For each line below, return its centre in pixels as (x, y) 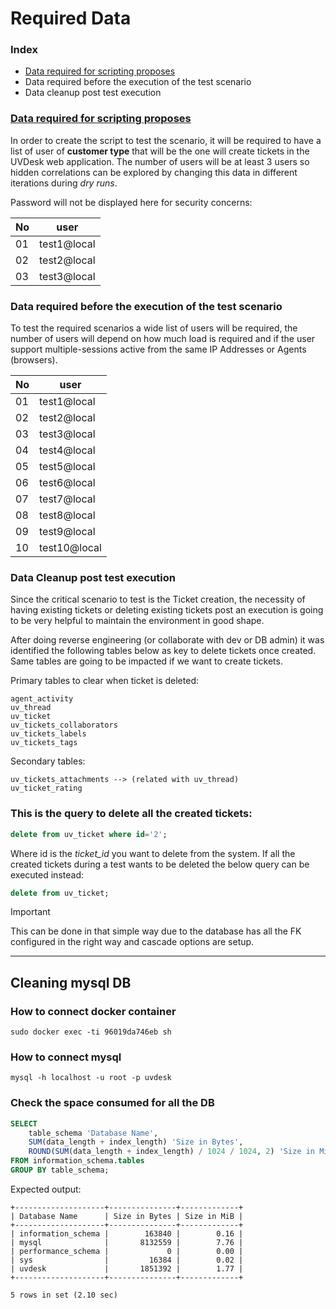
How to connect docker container (93, 1011)
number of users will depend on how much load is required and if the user (163, 339)
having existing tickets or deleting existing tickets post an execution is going (167, 610)
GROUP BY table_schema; (60, 1170)
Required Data (71, 18)
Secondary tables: (48, 761)
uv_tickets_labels (48, 734)
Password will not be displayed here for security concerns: (131, 202)
